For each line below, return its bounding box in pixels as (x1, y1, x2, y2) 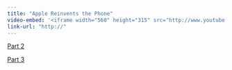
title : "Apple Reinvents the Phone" (7, 10, 113, 17)
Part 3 (7, 55, 25, 64)
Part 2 (7, 42, 25, 51)
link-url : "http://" (7, 23, 67, 30)
